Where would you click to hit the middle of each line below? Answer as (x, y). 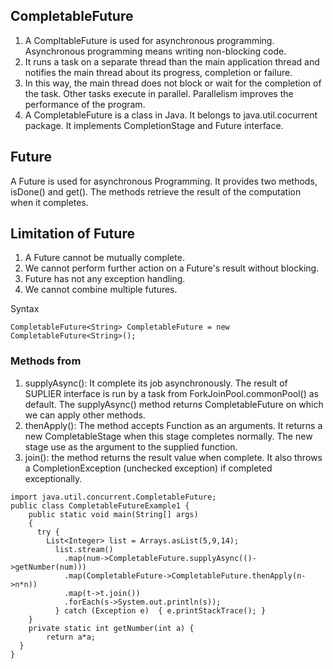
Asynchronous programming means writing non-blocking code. (155, 51)
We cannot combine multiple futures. (101, 290)
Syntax (25, 309)
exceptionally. (53, 478)
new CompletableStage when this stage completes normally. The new (168, 436)
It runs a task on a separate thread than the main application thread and (172, 61)
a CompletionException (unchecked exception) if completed (148, 468)
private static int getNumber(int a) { (111, 628)
